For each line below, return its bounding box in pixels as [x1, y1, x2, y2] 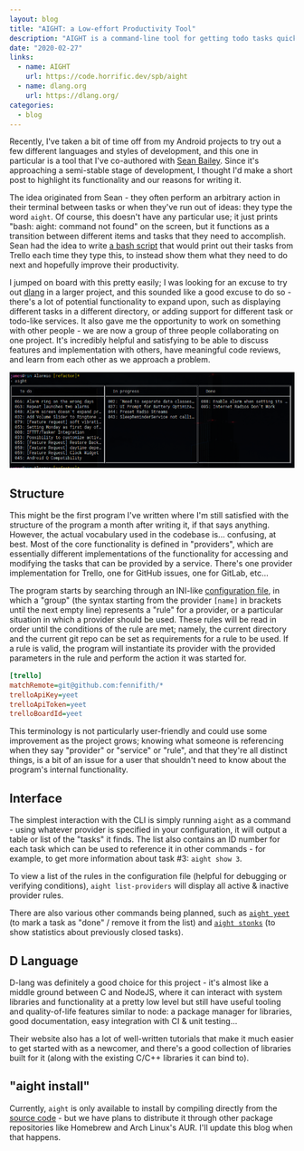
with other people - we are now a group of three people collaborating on [9, 325, 279, 336]
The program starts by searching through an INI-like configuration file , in [9, 585, 280, 595]
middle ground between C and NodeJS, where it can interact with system [9, 986, 283, 997]
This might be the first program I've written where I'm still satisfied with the [9, 509, 290, 520]
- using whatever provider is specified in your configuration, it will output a [9, 825, 288, 836]
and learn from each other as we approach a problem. [9, 354, 211, 365]
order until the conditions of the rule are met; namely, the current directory [9, 624, 287, 634]
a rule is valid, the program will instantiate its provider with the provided [9, 643, 276, 653]
